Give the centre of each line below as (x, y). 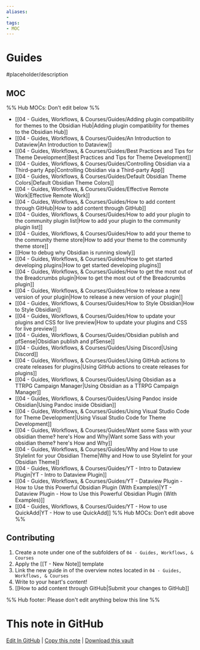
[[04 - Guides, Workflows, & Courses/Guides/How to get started (94, 259)
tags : (13, 23)
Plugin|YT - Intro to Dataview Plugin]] (61, 475)
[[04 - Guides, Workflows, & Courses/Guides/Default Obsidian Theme (101, 176)
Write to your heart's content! (51, 582)
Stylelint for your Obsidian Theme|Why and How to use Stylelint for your (104, 456)
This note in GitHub (55, 624)
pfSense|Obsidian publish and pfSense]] (65, 341)
